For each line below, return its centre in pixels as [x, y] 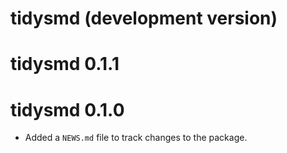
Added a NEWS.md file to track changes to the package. [136, 138]
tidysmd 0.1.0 [67, 109]
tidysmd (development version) [144, 18]
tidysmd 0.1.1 [65, 64]
